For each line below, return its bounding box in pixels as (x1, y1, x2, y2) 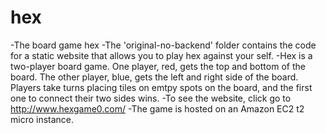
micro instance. (10, 113, 75, 125)
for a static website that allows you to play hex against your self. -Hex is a (10, 49, 313, 61)
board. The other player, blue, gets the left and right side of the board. (10, 71, 299, 83)
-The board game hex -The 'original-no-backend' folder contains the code (10, 39, 317, 51)
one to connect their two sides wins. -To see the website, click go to (10, 92, 292, 104)
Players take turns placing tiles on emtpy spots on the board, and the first (10, 81, 313, 93)
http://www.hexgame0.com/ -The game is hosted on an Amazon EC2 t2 (10, 102, 305, 115)
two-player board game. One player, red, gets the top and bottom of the (10, 60, 306, 72)
